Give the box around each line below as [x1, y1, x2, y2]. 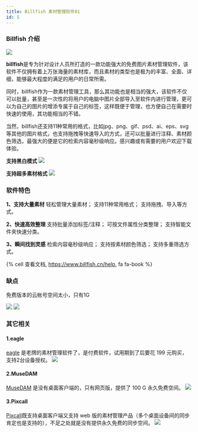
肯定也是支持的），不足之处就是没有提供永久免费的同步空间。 [6, 419, 153, 426]
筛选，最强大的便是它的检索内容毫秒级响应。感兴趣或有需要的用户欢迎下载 [11, 137, 192, 144]
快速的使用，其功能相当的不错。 [6, 110, 84, 117]
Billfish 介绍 [6, 35, 40, 43]
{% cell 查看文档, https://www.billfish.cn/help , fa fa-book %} [6, 261, 153, 268]
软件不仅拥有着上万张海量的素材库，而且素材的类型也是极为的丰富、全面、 [6, 67, 187, 75]
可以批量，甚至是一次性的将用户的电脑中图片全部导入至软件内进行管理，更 [6, 95, 187, 102]
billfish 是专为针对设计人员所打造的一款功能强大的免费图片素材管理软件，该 [6, 60, 189, 67]
